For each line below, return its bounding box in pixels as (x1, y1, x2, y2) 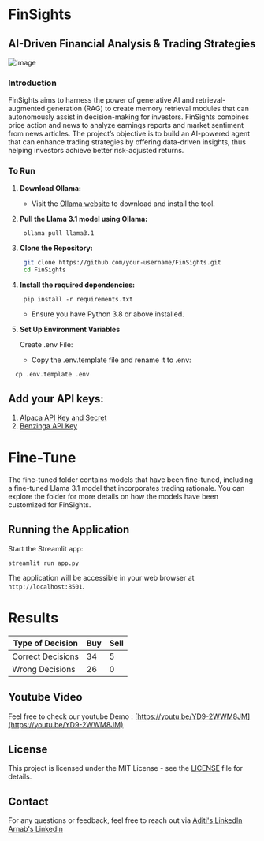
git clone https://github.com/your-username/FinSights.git (23, 259, 221, 267)
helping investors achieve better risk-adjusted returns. (8, 146, 184, 155)
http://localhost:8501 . (8, 581, 85, 591)
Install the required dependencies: (19, 280, 136, 290)
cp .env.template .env (15, 371, 90, 379)
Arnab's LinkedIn (8, 824, 63, 834)
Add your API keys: (8, 392, 104, 406)
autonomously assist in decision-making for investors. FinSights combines (8, 112, 250, 121)
